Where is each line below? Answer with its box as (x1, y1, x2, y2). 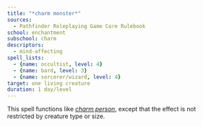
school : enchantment (7, 29, 67, 36)
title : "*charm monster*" (7, 10, 81, 17)
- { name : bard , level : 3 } (13, 67, 88, 74)
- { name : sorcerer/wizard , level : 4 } (13, 73, 121, 81)
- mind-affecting (13, 48, 63, 55)
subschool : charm (7, 36, 57, 42)
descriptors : (7, 42, 45, 48)
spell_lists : (7, 55, 45, 61)
